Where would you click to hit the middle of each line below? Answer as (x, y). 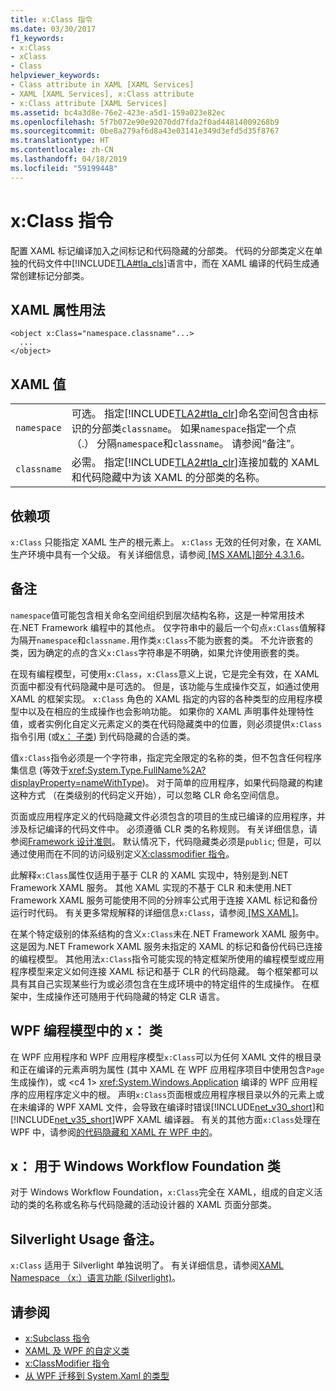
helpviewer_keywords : (55, 76)
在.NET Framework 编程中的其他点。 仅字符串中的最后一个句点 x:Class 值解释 (168, 627)
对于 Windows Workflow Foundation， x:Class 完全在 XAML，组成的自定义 (162, 1192)
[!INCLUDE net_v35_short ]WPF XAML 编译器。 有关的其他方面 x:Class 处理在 (165, 1119)
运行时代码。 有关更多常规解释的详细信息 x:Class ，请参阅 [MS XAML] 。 (157, 912)
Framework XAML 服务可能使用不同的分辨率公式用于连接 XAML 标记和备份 (164, 900)
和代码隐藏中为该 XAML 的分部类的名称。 (168, 478)
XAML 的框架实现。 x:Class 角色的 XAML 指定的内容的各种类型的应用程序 (162, 698)
